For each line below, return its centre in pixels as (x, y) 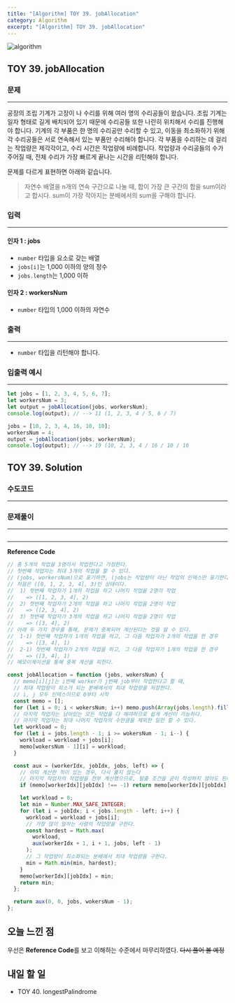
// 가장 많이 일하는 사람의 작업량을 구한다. (81, 824)
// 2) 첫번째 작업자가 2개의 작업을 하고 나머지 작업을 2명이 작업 (92, 604)
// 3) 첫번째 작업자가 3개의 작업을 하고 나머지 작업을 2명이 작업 (92, 617)
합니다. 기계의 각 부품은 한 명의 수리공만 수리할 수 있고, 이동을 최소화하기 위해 (120, 131)
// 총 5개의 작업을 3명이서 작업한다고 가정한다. (67, 565)
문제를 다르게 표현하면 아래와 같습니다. (59, 172)
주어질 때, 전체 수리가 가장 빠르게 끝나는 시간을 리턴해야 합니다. (93, 157)
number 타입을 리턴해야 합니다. (58, 353)
